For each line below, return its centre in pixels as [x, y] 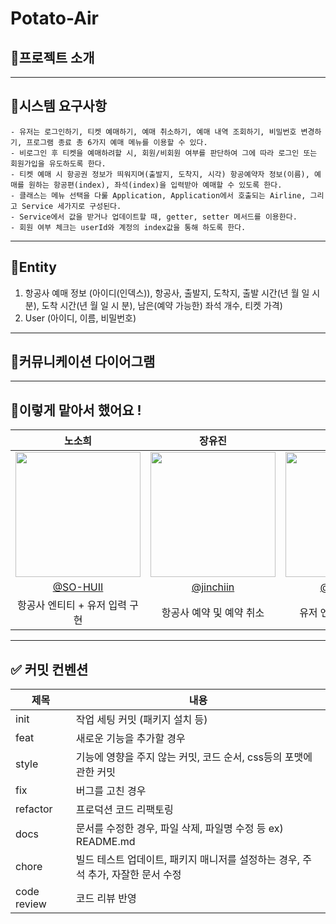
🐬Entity [33, 267]
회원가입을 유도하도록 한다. [58, 163]
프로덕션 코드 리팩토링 [124, 810]
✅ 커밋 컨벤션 [49, 669]
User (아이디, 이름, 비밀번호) [80, 318]
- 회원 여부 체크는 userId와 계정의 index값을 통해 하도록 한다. [128, 227]
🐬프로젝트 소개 [52, 57]
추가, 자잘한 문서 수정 [134, 875]
